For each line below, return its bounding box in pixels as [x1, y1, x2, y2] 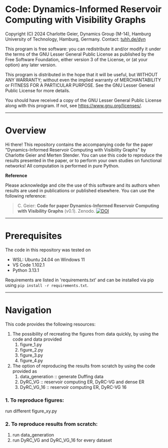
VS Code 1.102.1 [12, 262, 45, 268]
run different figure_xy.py [5, 408, 57, 414]
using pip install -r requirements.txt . [5, 282, 88, 288]
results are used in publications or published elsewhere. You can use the [5, 187, 155, 194]
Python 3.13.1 [12, 267, 39, 273]
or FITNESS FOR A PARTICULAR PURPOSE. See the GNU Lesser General [5, 82, 155, 88]
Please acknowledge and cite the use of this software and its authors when [5, 182, 160, 188]
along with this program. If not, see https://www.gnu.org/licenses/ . [5, 102, 142, 108]
